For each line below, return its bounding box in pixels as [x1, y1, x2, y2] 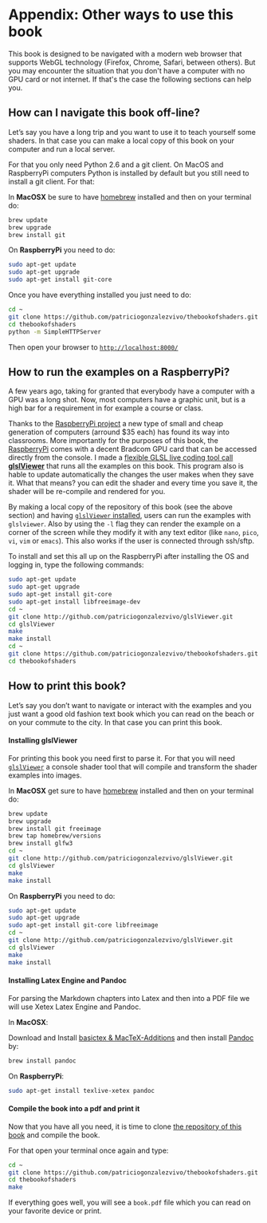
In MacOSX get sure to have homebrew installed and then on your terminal [8, 786, 254, 795]
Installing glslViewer [8, 736, 78, 746]
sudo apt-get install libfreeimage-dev [8, 597, 141, 606]
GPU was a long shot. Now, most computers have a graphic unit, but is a [8, 395, 245, 405]
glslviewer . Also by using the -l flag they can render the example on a [8, 519, 241, 528]
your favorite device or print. [8, 1206, 102, 1216]
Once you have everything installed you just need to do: [8, 290, 191, 299]
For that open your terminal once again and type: [8, 1146, 169, 1155]
